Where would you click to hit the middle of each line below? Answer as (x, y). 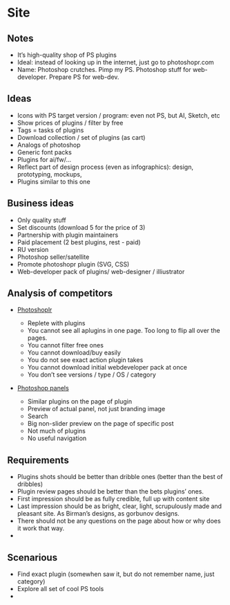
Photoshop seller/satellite (53, 257)
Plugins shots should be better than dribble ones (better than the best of (120, 477)
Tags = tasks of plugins (50, 130)
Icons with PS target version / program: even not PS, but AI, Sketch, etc (118, 115)
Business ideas (41, 203)
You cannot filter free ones (65, 345)
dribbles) (30, 484)
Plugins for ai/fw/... (44, 159)
